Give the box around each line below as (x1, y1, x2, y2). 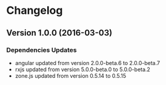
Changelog (6, 4, 63, 17)
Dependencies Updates (6, 46, 77, 54)
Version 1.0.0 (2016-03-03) (6, 28, 113, 38)
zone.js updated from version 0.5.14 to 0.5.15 (15, 72, 127, 79)
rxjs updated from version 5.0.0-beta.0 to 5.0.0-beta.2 (15, 66, 150, 73)
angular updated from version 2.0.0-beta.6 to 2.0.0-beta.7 (15, 59, 161, 66)
